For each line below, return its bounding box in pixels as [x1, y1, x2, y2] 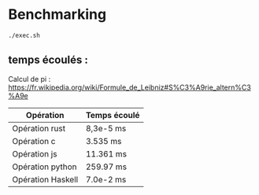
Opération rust [12, 123, 65, 134]
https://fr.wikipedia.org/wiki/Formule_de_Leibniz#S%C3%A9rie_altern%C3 [8, 83, 252, 92]
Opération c [12, 135, 56, 146]
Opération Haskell [12, 174, 79, 185]
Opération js [12, 148, 57, 159]
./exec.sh [8, 31, 41, 39]
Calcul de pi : [8, 74, 51, 83]
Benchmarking [8, 6, 107, 24]
